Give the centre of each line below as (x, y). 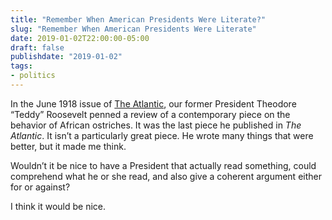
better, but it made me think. (68, 146)
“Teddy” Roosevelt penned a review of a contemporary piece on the (150, 114)
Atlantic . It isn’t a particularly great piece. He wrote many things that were (162, 135)
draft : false (37, 47)
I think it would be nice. (58, 206)
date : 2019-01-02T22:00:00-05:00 (80, 38)
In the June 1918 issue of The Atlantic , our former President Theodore (153, 103)
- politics (33, 76)
